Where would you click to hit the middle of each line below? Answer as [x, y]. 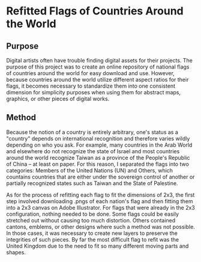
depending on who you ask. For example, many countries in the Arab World [99, 145]
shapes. [16, 252]
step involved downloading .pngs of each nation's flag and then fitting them [100, 201]
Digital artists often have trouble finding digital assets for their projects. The [100, 60]
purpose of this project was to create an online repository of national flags [98, 67]
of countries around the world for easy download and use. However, [91, 73]
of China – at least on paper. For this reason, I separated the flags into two [97, 164]
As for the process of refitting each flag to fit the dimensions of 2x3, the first [100, 195]
